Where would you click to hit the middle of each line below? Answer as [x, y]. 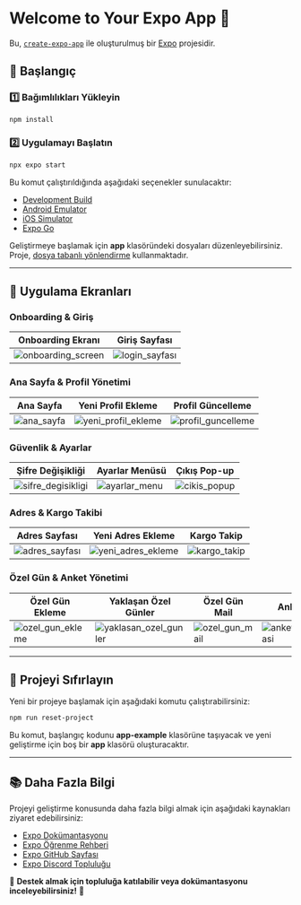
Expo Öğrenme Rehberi [65, 845]
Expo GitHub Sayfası [60, 855]
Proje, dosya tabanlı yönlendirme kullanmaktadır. [99, 255]
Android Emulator [54, 209]
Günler [140, 612]
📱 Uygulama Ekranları [70, 292]
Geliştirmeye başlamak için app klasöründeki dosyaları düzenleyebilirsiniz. [146, 245]
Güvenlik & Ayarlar [51, 448]
